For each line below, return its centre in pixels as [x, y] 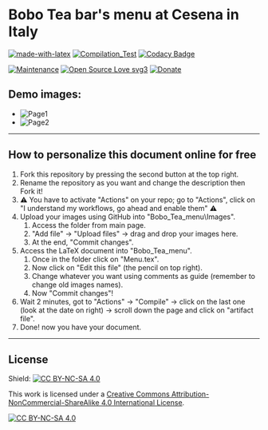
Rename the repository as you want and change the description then [132, 182]
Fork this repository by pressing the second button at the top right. [129, 174]
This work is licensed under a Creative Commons [89, 394]
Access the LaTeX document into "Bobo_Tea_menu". [106, 250]
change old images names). [77, 285]
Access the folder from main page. [89, 225]
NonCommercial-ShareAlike [54, 403]
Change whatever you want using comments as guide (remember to [143, 276]
